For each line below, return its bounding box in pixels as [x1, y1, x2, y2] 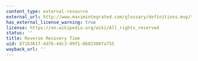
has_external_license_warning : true [6, 19, 96, 25]
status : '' [6, 30, 33, 36]
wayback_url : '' [6, 46, 46, 52]
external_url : [6, 14, 41, 20]
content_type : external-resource [6, 8, 88, 15]
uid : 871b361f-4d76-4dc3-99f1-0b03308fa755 [6, 41, 115, 47]
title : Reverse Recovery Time [6, 35, 81, 41]
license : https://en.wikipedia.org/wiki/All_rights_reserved [6, 24, 160, 31]
